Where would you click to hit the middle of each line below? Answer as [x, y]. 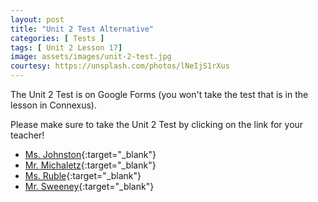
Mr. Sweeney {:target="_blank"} [89, 186]
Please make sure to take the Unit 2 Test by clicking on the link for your [157, 124]
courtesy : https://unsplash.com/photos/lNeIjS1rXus [120, 66]
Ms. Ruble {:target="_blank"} [83, 175]
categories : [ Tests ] [57, 38]
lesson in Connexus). [53, 105]
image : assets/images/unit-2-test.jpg [91, 57]
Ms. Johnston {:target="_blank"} [90, 154]
